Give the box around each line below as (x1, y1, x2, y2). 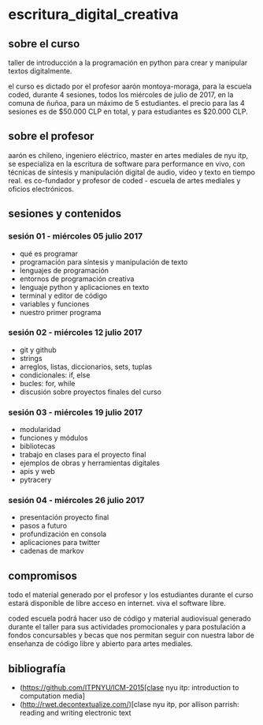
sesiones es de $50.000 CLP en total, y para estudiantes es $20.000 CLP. (8, 107, 248, 116)
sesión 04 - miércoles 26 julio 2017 (8, 495, 145, 506)
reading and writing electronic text (19, 708, 131, 718)
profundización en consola (19, 529, 107, 539)
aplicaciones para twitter (19, 538, 101, 547)
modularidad (19, 425, 61, 434)
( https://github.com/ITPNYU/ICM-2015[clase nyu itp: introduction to (19, 683, 239, 693)
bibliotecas (19, 441, 56, 451)
